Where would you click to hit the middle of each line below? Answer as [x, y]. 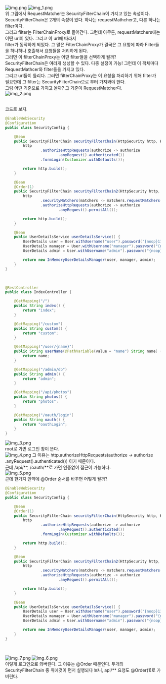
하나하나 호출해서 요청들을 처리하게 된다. [49, 51]
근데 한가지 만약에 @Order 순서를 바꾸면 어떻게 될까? [56, 479]
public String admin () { [40, 374]
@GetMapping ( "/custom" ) [39, 324]
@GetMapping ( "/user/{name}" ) [44, 347]
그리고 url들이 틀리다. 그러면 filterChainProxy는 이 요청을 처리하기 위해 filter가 [81, 75]
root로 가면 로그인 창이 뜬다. [32, 449]
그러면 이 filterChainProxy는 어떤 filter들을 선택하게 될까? [61, 57]
